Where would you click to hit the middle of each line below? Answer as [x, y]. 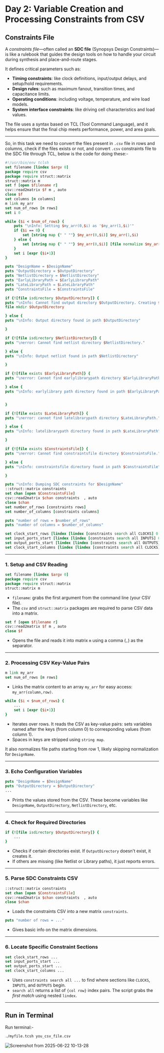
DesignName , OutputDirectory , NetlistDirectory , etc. [64, 805]
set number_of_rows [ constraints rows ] [46, 507]
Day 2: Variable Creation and [64, 9]
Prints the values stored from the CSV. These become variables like [80, 800]
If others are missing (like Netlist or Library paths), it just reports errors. [84, 861]
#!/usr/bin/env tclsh [27, 163]
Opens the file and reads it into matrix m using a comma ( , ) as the [78, 640]
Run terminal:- [20, 1027]
